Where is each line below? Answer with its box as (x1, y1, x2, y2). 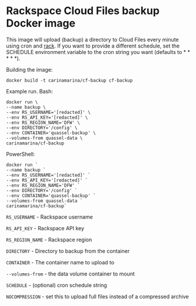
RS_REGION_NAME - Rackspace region (6, 236, 92, 243)
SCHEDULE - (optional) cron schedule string (6, 281, 107, 288)
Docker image (6, 16, 75, 30)
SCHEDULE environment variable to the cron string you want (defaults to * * (6, 48, 190, 55)
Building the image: (6, 66, 53, 73)
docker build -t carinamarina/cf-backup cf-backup (6, 78, 133, 83)
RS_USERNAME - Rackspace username (6, 213, 93, 220)
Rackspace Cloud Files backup (6, 4, 160, 18)
